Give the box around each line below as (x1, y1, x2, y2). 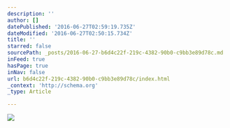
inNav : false (7, 69, 45, 76)
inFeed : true (7, 56, 45, 63)
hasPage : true (7, 62, 49, 69)
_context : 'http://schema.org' (7, 82, 99, 89)
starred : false (7, 43, 52, 50)
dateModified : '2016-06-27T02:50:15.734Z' (7, 29, 133, 37)
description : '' (7, 10, 55, 17)
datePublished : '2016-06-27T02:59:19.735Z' (7, 23, 136, 30)
